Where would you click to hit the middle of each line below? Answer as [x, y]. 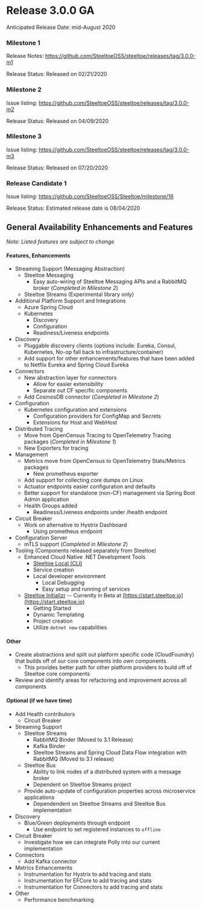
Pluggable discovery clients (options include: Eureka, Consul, [100, 346]
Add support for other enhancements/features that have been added [109, 359]
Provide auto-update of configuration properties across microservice [110, 791]
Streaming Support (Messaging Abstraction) [70, 269]
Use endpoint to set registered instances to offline [97, 829]
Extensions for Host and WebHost [75, 423]
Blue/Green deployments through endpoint [77, 823]
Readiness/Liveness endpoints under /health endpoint [100, 512]
